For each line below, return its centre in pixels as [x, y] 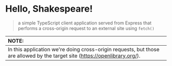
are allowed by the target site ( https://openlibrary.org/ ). [74, 55]
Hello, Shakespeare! [49, 9]
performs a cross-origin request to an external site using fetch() [86, 28]
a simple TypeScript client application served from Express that [85, 23]
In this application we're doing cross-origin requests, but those [84, 49]
